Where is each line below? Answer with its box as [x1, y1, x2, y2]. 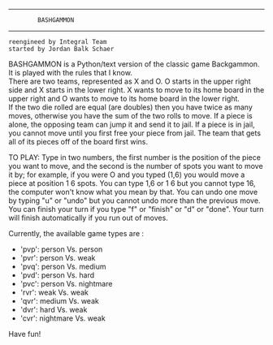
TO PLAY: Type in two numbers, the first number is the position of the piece [8, 153, 262, 162]
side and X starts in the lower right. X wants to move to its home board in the [8, 85, 265, 94]
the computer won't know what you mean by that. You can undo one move [8, 188, 258, 196]
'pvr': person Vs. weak [19, 253, 96, 262]
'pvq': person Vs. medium [19, 261, 106, 271]
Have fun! [8, 330, 41, 339]
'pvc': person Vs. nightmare [19, 279, 113, 288]
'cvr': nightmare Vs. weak [19, 313, 106, 323]
